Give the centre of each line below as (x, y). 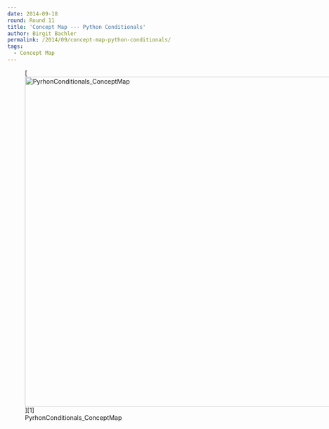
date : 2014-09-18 (33, 14)
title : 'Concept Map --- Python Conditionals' (77, 27)
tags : (15, 46)
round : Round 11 (31, 20)
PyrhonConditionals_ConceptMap (73, 417)
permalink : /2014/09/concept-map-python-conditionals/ (89, 40)
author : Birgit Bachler (42, 33)
